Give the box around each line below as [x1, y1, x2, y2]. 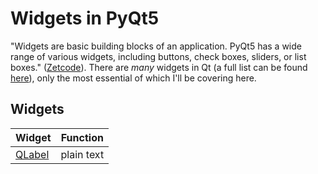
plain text [60, 147, 105, 161]
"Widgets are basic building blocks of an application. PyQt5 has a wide [10, 40, 302, 52]
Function [60, 130, 104, 144]
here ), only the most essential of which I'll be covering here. [10, 72, 257, 84]
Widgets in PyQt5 [10, 7, 160, 30]
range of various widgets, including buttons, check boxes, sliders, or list [10, 50, 307, 62]
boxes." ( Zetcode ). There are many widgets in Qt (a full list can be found [10, 61, 308, 73]
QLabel [15, 147, 50, 161]
